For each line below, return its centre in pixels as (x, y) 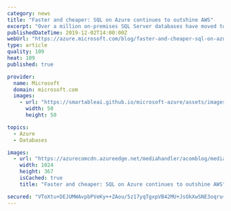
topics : (18, 127)
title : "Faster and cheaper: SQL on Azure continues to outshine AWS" (110, 20)
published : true (30, 64)
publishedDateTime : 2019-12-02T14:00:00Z (67, 33)
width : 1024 (36, 165)
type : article (27, 45)
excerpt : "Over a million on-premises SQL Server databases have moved (112, 26)
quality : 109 (26, 52)
